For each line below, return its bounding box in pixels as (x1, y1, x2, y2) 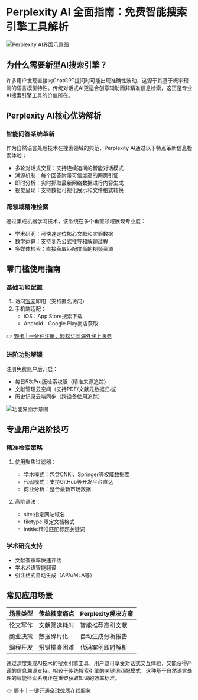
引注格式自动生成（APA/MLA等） (14, 571, 96, 578)
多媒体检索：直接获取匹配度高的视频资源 (14, 245, 113, 252)
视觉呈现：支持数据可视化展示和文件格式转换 (14, 187, 124, 194)
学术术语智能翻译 (14, 564, 57, 571)
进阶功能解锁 (6, 351, 43, 359)
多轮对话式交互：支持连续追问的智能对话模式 (14, 164, 124, 172)
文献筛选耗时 (38, 621, 75, 629)
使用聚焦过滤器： (14, 458, 57, 465)
